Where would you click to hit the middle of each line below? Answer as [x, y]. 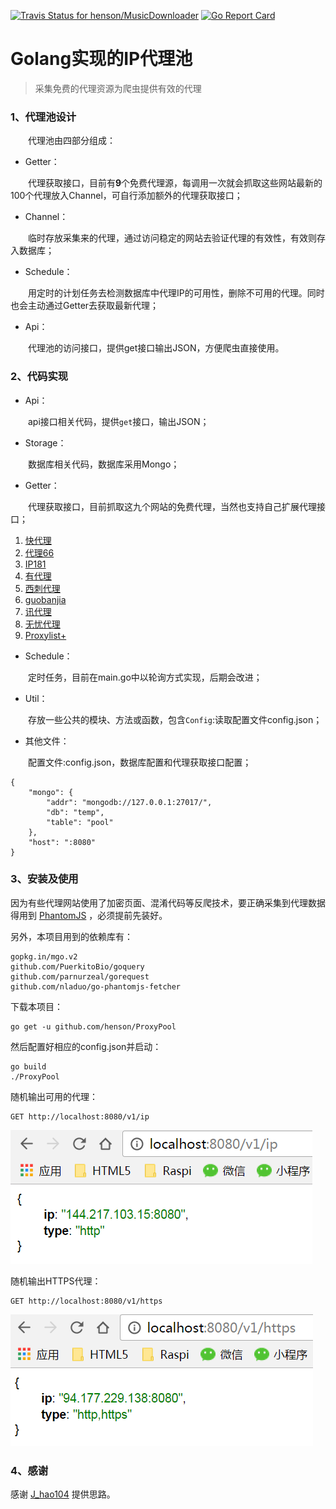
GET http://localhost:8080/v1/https [86, 1301]
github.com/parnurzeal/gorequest [80, 976]
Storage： [45, 442]
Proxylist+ [45, 635]
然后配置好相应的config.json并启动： [86, 1046]
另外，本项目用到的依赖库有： [71, 936]
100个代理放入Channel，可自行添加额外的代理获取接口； [126, 196]
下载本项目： [36, 1006]
